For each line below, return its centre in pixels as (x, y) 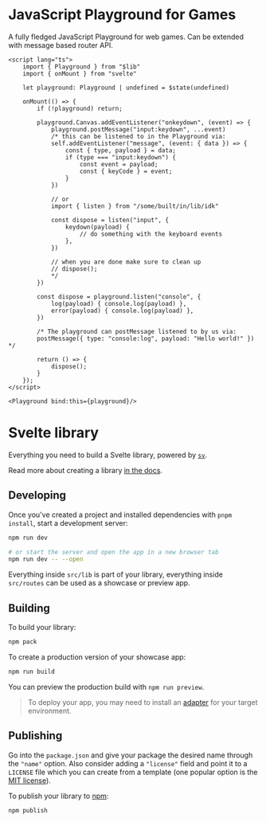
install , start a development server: (68, 523)
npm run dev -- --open (46, 559)
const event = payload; (119, 164)
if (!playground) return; (80, 108)
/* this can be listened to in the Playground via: (138, 136)
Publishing (35, 736)
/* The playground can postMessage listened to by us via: (137, 331)
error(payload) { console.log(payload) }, (122, 311)
